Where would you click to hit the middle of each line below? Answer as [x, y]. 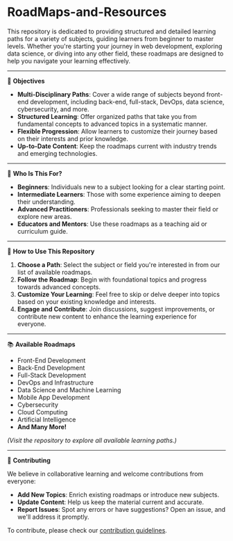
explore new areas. [44, 216]
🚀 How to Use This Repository [51, 251]
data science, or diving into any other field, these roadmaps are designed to [115, 54]
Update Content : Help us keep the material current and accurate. [111, 502]
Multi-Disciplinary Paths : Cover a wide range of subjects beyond [111, 94]
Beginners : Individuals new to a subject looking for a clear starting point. [121, 187]
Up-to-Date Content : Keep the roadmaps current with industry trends [117, 146]
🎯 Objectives [26, 81]
